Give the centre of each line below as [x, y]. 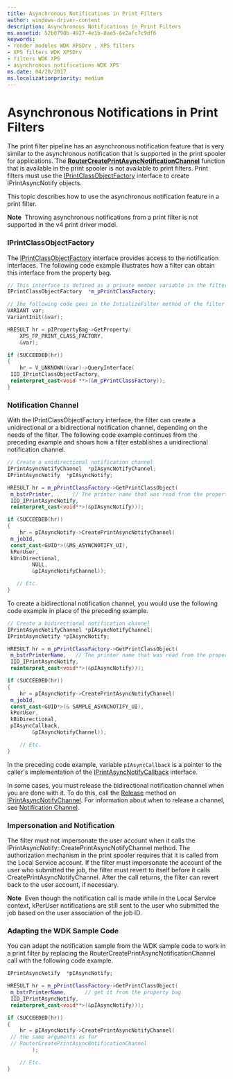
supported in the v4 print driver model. [62, 225]
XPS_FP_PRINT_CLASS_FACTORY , [62, 336]
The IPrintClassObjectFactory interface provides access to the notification [113, 258]
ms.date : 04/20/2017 [37, 71]
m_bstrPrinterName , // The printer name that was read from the [108, 655]
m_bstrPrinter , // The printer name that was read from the [106, 494]
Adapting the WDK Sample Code [63, 931]
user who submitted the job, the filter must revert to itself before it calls [109, 870]
